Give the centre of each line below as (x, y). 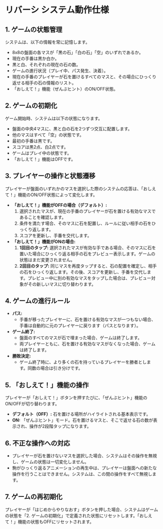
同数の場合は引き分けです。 (55, 368)
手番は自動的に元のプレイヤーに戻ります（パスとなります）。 (80, 326)
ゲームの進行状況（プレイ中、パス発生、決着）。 (60, 71)
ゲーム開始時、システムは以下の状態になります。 (54, 118)
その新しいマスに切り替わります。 (62, 284)
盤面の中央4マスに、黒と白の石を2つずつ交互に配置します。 (72, 128)
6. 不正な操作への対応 (38, 443)
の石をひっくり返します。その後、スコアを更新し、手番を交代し (83, 272)
